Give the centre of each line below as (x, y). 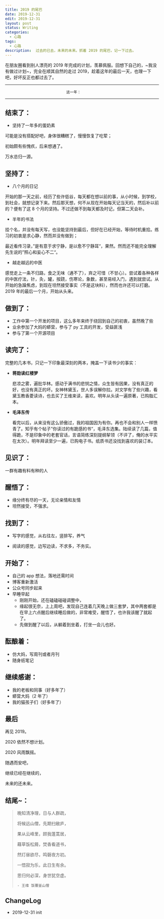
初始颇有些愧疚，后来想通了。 (35, 146)
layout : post (18, 23)
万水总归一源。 (20, 156)
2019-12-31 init (27, 913)
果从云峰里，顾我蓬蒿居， (43, 834)
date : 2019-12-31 (23, 14)
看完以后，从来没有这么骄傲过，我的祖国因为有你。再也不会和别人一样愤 (85, 422)
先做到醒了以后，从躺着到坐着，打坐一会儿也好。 (69, 624)
